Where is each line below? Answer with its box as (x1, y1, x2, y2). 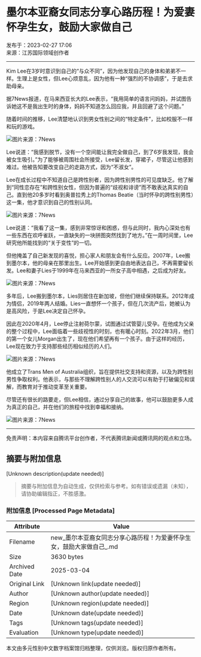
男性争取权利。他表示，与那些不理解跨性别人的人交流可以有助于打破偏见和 (6, 376, 190, 383)
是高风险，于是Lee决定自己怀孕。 (6, 307, 89, 314)
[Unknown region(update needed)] (50, 599, 150, 608)
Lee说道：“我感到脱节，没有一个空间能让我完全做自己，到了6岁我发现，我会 (6, 148, 194, 155)
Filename (9, 538, 35, 546)
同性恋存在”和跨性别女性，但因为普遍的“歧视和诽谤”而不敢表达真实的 (14, 184, 184, 191)
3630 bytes (50, 553, 84, 561)
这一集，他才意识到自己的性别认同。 (6, 199, 96, 206)
